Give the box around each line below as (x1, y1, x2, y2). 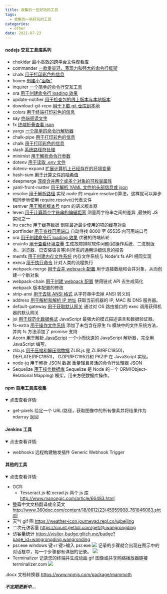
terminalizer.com (12, 561, 47, 567)
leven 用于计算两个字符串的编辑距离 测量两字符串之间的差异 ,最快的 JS (12, 209, 158, 216)
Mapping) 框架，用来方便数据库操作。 (33, 372, 112, 379)
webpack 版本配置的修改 (12, 284, 63, 291)
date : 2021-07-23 (5, 31, 41, 36)
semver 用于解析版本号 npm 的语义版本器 (12, 203, 98, 209)
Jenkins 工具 (5, 426, 32, 432)
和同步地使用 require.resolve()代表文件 (12, 197, 92, 203)
